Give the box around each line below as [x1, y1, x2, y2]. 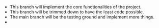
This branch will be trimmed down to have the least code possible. [9, 9, 144, 15]
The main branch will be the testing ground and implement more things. [9, 14, 155, 19]
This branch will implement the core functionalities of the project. [9, 4, 142, 9]
